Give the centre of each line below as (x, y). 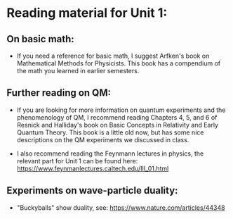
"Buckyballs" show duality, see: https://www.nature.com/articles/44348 (121, 207)
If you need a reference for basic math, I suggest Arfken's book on (113, 56)
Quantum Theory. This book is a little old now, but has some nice (110, 132)
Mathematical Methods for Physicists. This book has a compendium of (119, 63)
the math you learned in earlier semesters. (78, 71)
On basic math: (40, 39)
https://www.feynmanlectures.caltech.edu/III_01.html (93, 168)
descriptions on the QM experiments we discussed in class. (103, 139)
